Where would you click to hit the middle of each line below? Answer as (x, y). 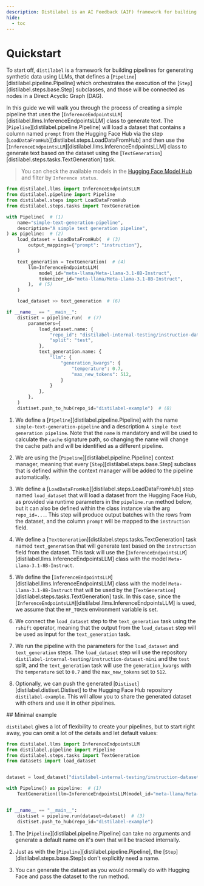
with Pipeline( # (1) (35, 217)
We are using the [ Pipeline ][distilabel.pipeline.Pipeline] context (94, 458)
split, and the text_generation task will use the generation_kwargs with (103, 665)
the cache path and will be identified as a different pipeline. (89, 445)
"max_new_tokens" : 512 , (101, 374)
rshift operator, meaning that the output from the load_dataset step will (105, 627)
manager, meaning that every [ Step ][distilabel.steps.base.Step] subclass (106, 464)
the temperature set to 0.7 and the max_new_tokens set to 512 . (91, 671)
